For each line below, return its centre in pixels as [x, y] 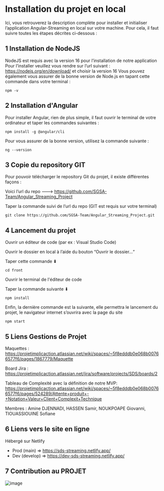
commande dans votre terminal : [38, 81]
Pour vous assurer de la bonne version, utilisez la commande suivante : [77, 141]
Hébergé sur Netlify [25, 441]
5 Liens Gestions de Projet [46, 337]
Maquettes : [17, 348]
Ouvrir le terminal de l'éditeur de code [43, 280]
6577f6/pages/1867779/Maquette [39, 359]
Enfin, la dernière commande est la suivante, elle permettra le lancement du [82, 307]
